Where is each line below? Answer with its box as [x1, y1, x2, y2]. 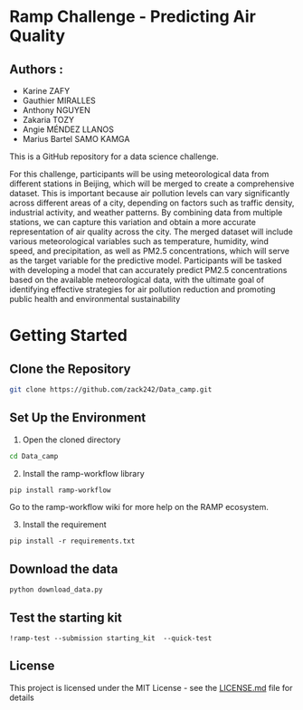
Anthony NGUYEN [22, 105, 90, 115]
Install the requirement [22, 519, 107, 530]
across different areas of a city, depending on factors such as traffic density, [9, 197, 295, 208]
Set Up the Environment [9, 410, 147, 426]
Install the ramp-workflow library [22, 468, 145, 478]
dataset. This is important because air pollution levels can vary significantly [9, 188, 290, 198]
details [9, 692, 34, 703]
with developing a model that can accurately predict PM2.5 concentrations [9, 265, 288, 275]
